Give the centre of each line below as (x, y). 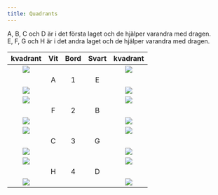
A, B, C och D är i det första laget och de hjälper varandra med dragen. (109, 34)
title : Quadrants (33, 14)
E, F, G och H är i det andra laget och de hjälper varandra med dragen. (109, 41)
